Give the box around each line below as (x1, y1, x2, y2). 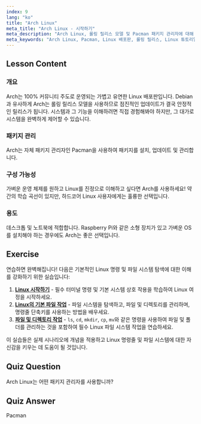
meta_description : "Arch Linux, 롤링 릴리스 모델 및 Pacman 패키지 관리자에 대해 (6, 31, 194, 37)
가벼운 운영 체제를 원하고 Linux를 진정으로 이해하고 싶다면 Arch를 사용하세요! (6, 185, 186, 193)
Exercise (6, 249, 39, 259)
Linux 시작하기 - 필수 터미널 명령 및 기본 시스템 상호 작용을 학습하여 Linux (14, 286, 188, 293)
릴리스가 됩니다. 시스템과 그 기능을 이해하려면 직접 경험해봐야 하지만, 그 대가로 (12, 107, 194, 115)
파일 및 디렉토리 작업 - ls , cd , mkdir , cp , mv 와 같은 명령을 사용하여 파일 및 (14, 316, 185, 323)
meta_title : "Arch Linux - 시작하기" (6, 25, 96, 32)
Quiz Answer (6, 396, 56, 406)
